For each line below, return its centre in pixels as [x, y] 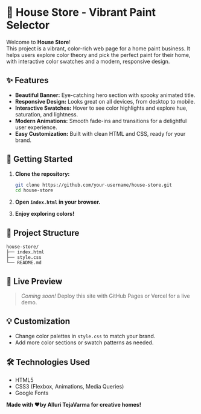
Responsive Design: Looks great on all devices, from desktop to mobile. [105, 101]
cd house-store [34, 190]
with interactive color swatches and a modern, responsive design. [88, 61]
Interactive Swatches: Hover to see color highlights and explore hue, [101, 108]
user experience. [36, 127]
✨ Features [27, 80]
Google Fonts [32, 393]
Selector [28, 25]
